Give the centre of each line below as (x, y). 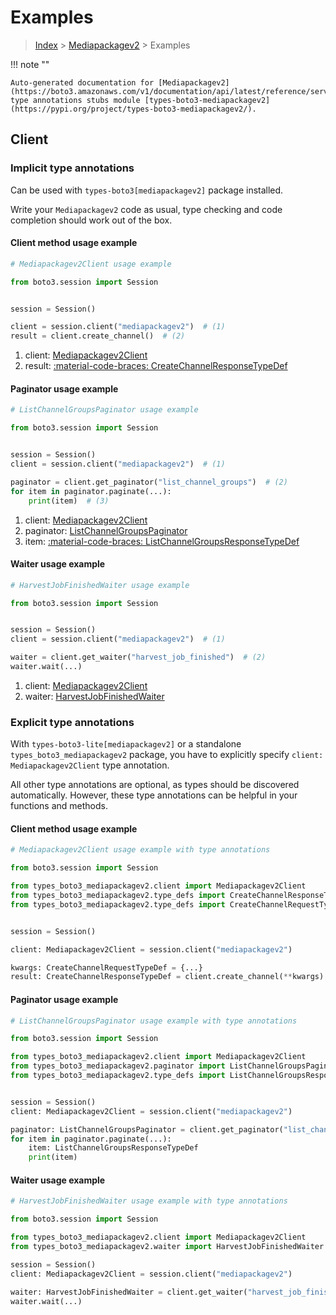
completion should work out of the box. (91, 220)
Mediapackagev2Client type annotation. (90, 765)
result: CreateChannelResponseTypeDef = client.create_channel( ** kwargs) (167, 977)
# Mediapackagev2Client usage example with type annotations (140, 850)
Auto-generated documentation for (82, 82)
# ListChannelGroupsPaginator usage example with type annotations (154, 1021)
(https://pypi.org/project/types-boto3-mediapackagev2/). (133, 109)
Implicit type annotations (72, 168)
